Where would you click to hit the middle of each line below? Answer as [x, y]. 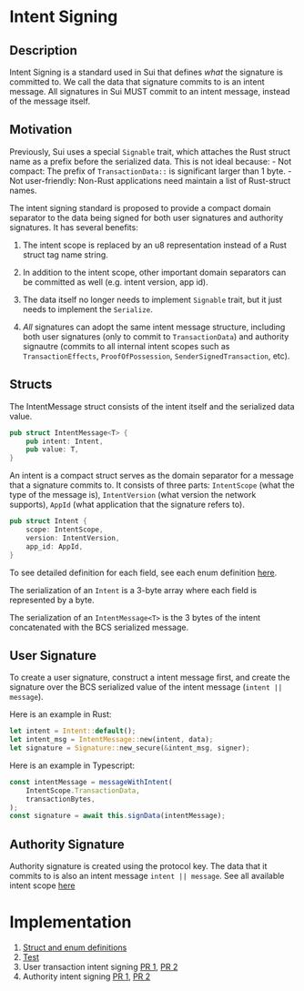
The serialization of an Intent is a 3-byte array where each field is [133, 590]
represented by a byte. [52, 600]
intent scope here [42, 885]
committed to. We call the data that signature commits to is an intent [137, 82]
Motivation [41, 130]
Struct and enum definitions [75, 947]
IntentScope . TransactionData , [83, 790]
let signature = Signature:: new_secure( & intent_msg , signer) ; [130, 748]
